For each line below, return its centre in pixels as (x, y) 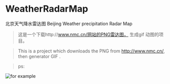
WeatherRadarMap (47, 9)
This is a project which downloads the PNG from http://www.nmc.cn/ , (91, 51)
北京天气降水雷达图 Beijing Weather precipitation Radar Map (69, 23)
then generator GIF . (39, 56)
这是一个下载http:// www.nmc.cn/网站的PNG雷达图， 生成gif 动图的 (88, 34)
